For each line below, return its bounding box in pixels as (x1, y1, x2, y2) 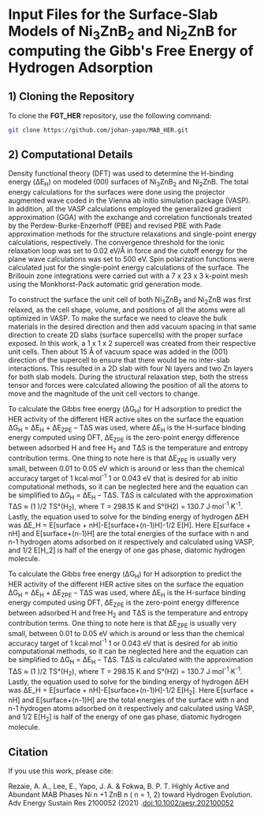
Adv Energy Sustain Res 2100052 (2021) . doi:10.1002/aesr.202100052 (8, 798, 234, 808)
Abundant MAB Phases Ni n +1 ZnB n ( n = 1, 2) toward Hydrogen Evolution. (8, 790, 253, 799)
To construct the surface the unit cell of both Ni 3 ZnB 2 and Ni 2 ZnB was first (8, 295, 251, 306)
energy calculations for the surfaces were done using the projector (8, 188, 226, 197)
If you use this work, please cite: (8, 766, 113, 776)
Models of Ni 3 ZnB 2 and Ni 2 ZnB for (8, 22, 238, 43)
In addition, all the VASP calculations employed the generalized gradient (8, 204, 242, 214)
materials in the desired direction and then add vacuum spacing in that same (8, 322, 257, 331)
